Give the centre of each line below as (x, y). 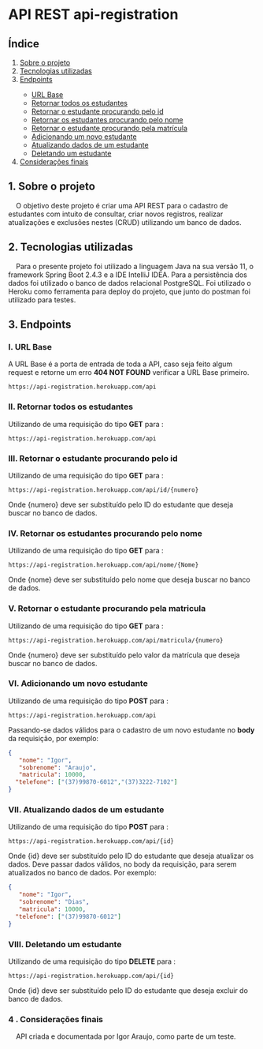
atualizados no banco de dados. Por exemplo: (82, 873)
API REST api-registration (93, 15)
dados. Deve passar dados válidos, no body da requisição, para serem (122, 864)
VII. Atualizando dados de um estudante (86, 809)
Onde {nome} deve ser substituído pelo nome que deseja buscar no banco (129, 580)
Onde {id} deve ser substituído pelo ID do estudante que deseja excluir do (128, 990)
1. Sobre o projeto (52, 187)
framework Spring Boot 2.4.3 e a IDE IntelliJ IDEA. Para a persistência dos (128, 275)
